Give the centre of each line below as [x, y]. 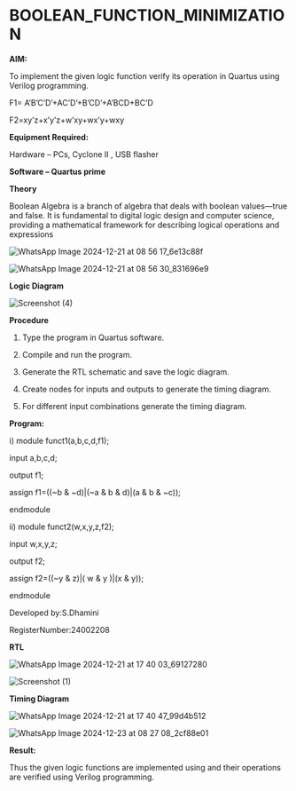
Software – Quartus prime [58, 171]
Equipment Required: [49, 137]
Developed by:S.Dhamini [54, 613]
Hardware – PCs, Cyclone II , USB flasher [84, 154]
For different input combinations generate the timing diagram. [134, 406]
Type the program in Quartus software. [93, 337]
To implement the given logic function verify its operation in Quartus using [144, 75]
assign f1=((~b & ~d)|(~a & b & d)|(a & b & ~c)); [95, 492]
